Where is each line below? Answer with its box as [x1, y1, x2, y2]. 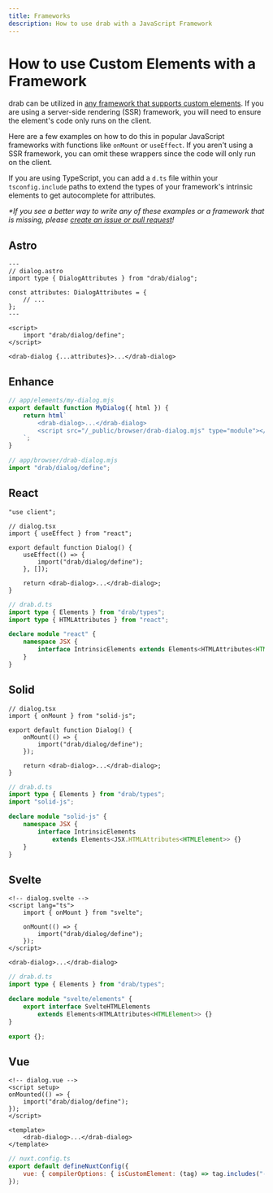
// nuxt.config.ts [8, 1155, 71, 1163]
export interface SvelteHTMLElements [23, 1002, 151, 1011]
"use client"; [8, 507, 57, 516]
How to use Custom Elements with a [8, 54, 256, 73]
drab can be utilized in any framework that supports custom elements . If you [8, 98, 264, 108]
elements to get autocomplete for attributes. [8, 190, 156, 200]
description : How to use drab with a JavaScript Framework [8, 20, 213, 28]
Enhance [8, 375, 54, 389]
